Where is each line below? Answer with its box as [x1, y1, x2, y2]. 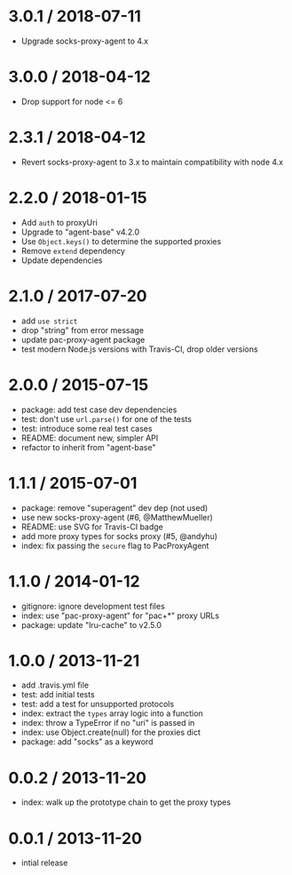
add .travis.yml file [20, 680, 90, 690]
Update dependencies [20, 255, 103, 266]
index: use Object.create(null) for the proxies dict [20, 727, 201, 738]
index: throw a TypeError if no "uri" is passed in [20, 718, 195, 728]
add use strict [20, 315, 78, 326]
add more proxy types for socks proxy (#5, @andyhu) [20, 530, 218, 541]
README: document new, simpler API [20, 433, 159, 443]
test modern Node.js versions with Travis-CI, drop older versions [20, 344, 258, 354]
